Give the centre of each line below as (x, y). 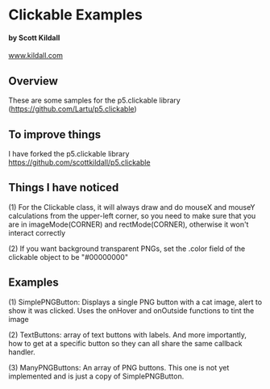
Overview (33, 81)
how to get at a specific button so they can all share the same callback (125, 343)
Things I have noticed (64, 188)
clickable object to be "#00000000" (69, 257)
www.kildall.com (35, 56)
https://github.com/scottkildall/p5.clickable (79, 162)
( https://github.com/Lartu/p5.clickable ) (73, 109)
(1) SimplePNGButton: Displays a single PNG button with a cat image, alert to (135, 302)
